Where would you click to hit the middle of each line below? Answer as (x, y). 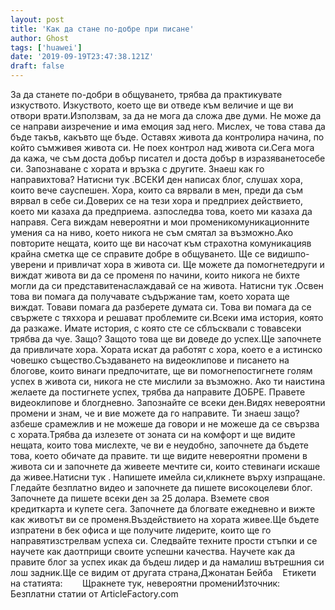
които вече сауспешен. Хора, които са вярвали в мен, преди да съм (157, 190)
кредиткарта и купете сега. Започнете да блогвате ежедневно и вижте (163, 509)
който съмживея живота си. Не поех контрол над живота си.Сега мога (162, 147)
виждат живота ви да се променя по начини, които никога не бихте (155, 275)
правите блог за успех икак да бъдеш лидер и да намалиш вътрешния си (167, 562)
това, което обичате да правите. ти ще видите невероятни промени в (159, 455)
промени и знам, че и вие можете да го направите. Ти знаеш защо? (155, 413)
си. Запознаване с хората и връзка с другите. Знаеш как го (137, 169)
